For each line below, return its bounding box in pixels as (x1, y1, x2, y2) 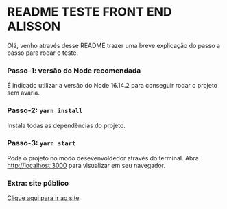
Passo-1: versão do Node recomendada (7, 66, 141, 75)
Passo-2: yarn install (7, 106, 83, 115)
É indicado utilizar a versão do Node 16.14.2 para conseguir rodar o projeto (7, 82, 218, 90)
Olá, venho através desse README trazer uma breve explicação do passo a (7, 41, 221, 49)
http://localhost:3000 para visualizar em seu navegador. (7, 161, 166, 169)
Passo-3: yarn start (7, 138, 76, 148)
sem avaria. (7, 88, 40, 97)
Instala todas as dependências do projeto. (7, 121, 126, 130)
